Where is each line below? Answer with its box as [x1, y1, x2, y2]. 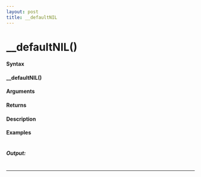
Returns [6, 101, 27, 109]
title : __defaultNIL [6, 14, 58, 20]
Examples [6, 129, 32, 136]
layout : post [6, 8, 39, 15]
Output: [6, 149, 26, 157]
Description [6, 115, 36, 122]
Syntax [6, 61, 25, 68]
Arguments [6, 88, 35, 95]
